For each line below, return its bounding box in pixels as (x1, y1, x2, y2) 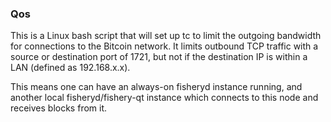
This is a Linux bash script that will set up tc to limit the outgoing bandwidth (10, 30, 322, 42)
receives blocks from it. (10, 102, 108, 114)
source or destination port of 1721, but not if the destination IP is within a (10, 51, 308, 63)
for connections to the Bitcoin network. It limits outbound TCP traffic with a (10, 40, 319, 52)
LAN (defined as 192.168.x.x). (10, 62, 131, 74)
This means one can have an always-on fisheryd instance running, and (10, 81, 303, 93)
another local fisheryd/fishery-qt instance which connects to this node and (10, 92, 319, 104)
